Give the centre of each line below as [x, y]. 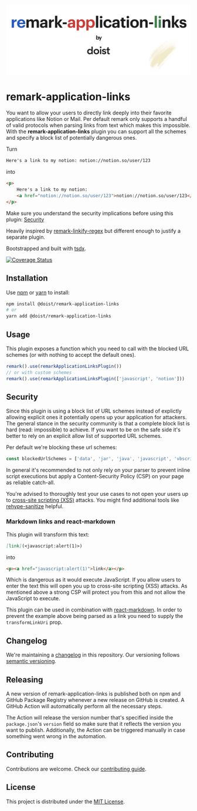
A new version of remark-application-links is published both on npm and [93, 694]
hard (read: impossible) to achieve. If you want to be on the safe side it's [93, 430]
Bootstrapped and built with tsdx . [46, 248]
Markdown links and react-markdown [61, 522]
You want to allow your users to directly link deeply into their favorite [89, 113]
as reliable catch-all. [30, 482]
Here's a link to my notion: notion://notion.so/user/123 [78, 161]
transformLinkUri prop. [34, 622]
